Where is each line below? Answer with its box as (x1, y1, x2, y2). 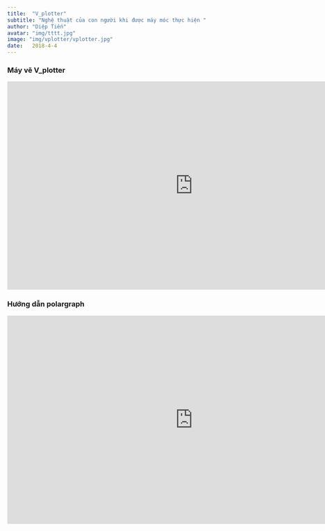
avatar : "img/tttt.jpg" (7, 29, 76, 37)
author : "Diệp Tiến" (7, 23, 67, 30)
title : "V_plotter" (7, 10, 67, 17)
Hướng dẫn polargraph (7, 299, 85, 309)
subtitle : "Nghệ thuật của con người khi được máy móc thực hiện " (7, 17, 207, 24)
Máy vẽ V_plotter (7, 65, 66, 75)
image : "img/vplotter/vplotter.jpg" (7, 36, 113, 43)
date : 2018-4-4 (7, 42, 58, 49)
